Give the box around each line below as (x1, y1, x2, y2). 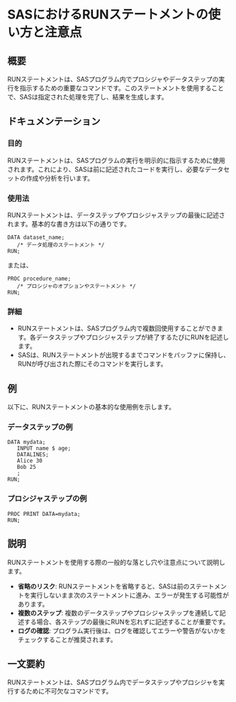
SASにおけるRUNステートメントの (7, 6, 208, 23)
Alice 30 (16, 458, 43, 465)
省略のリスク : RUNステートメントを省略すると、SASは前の (17, 582, 190, 590)
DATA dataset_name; (7, 234, 65, 241)
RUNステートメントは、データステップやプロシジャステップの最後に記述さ (7, 210, 225, 219)
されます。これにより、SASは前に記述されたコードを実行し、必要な (7, 165, 206, 173)
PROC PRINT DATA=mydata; (7, 510, 81, 517)
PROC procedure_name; (7, 275, 72, 282)
